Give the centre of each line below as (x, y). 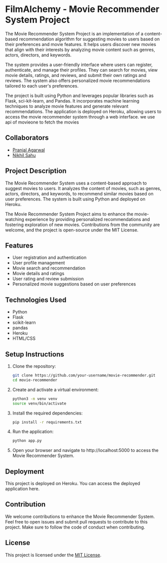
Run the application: (33, 431)
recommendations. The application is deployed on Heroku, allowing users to (83, 111)
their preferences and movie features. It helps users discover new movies (81, 44)
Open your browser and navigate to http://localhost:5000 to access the (85, 450)
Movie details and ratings (38, 273)
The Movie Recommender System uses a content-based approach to (76, 183)
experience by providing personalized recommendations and (88, 219)
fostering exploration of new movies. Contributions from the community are (83, 224)
